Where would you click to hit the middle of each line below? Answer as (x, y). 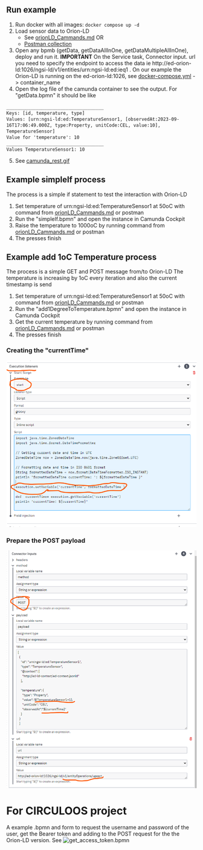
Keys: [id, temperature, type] (46, 113)
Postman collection (48, 44)
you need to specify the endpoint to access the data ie (83, 63)
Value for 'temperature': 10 (43, 137)
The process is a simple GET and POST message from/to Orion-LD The (95, 272)
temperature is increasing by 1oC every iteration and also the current (92, 278)
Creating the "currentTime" (48, 350)
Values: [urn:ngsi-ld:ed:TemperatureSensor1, (64, 119)
